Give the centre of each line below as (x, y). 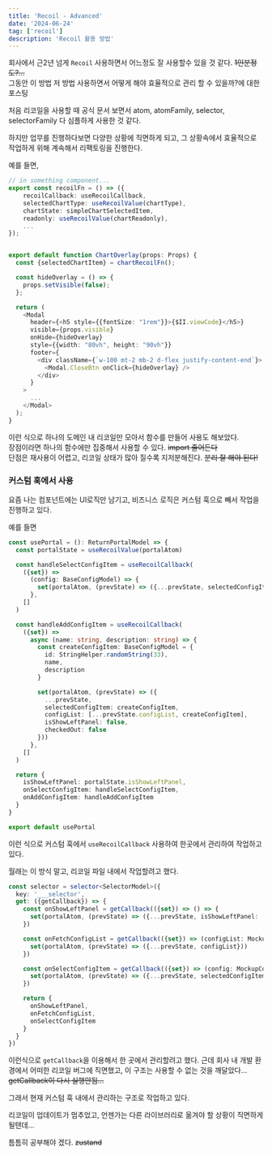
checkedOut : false (75, 730)
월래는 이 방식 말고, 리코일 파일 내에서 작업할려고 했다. (93, 871)
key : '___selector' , (50, 894)
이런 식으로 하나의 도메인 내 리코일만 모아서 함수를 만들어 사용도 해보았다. (124, 437)
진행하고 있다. (30, 509)
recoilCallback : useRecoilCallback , (85, 196)
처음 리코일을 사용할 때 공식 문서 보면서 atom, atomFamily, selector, (117, 110)
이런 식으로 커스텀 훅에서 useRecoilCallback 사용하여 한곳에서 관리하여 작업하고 (135, 844)
